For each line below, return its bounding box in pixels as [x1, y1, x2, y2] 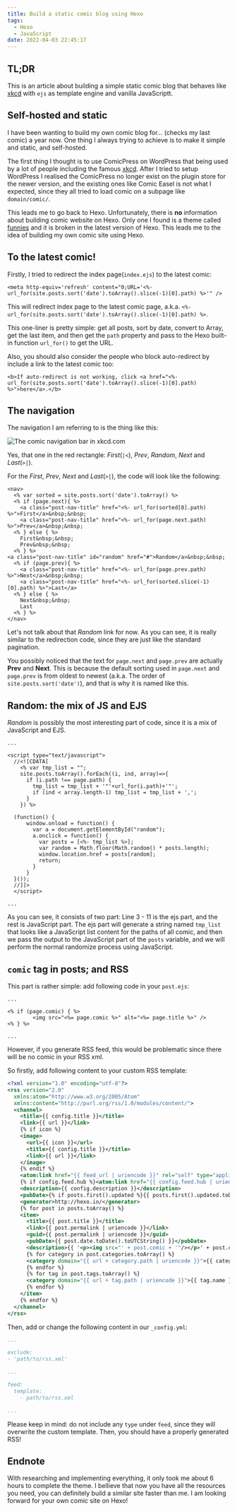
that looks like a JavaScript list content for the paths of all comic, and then [7, 928, 223, 936]
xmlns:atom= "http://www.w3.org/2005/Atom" [13, 1093, 140, 1100]
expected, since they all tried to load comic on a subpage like [7, 187, 186, 195]
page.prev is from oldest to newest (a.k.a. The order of [7, 672, 166, 680]
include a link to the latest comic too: [7, 360, 114, 368]
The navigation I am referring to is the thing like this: [7, 423, 159, 432]
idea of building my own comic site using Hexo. [7, 230, 145, 239]
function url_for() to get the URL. [13, 338, 114, 347]
